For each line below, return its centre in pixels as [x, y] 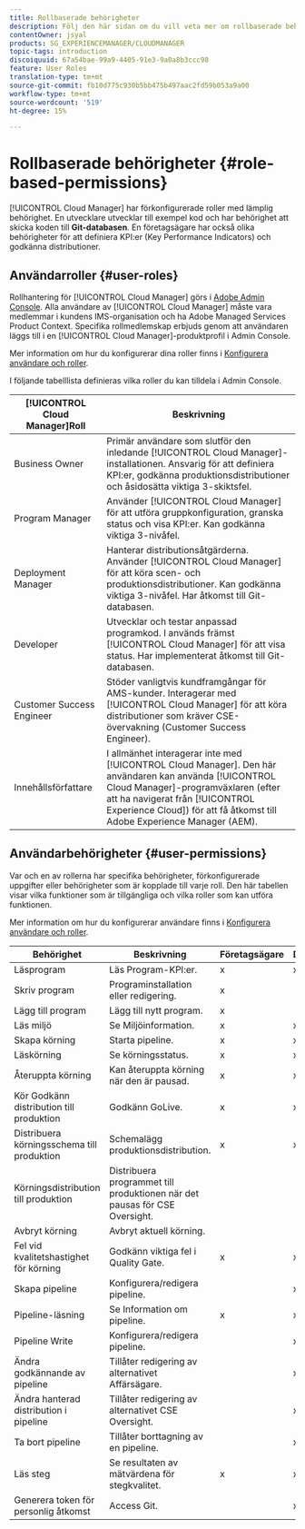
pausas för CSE [142, 1205]
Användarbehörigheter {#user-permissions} [138, 854]
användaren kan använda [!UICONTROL [192, 776]
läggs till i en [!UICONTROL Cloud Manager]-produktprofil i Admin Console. [150, 336]
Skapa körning [45, 1039]
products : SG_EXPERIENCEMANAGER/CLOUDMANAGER [97, 43]
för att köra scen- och [154, 573]
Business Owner [49, 464]
